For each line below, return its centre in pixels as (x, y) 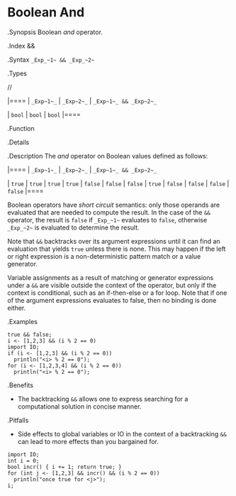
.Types (17, 73)
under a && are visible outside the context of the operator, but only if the (112, 285)
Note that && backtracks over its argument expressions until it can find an (114, 241)
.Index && (21, 45)
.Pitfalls (18, 420)
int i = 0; (23, 460)
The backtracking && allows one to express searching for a (103, 399)
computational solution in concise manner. (79, 406)
